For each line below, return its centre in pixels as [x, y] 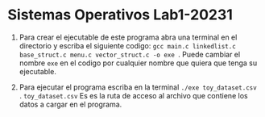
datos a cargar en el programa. [70, 104]
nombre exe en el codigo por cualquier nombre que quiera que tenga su [138, 63]
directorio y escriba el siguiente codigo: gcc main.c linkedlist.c [128, 45]
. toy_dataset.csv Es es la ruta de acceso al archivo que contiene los [133, 95]
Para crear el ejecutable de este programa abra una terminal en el [128, 37]
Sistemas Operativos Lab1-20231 [120, 15]
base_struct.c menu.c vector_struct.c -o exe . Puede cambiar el [130, 54]
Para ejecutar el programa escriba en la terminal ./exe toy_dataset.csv [138, 87]
